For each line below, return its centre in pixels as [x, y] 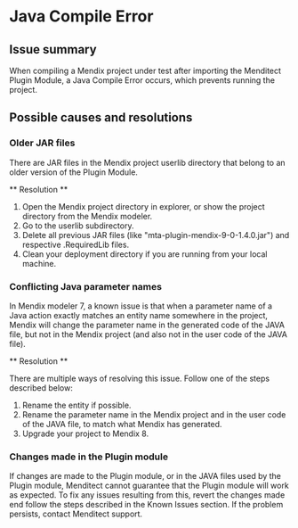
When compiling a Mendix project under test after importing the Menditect [145, 70]
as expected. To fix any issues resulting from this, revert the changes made [147, 495]
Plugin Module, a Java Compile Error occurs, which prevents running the [142, 80]
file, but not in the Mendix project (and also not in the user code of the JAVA [148, 334]
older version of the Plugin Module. [73, 172]
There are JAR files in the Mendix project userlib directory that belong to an [148, 162]
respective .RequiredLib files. [76, 244]
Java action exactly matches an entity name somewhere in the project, [139, 315]
